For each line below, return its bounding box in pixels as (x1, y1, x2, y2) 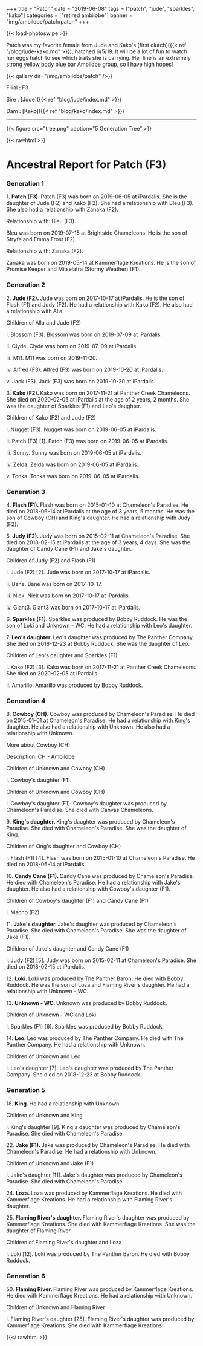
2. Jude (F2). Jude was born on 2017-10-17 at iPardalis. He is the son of (6, 294, 185, 302)
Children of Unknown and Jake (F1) (6, 1159, 94, 1166)
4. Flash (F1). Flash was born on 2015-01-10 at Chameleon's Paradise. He (6, 501, 189, 509)
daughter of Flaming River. (6, 1227, 72, 1234)
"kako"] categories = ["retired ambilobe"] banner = (6, 11, 133, 19)
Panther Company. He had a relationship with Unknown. (6, 1041, 146, 1049)
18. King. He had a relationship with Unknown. (6, 1100, 121, 1107)
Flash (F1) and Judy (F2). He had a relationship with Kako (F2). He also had (6, 301, 193, 308)
